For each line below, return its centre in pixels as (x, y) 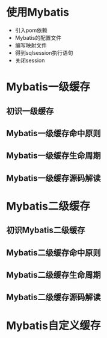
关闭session (30, 60)
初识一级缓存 (30, 111)
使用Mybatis (38, 12)
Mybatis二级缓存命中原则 (53, 253)
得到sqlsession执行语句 (44, 52)
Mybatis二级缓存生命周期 (53, 275)
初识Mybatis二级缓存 (46, 230)
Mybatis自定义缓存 (53, 325)
